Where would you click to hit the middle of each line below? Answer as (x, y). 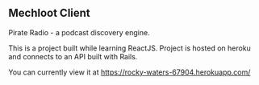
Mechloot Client (49, 13)
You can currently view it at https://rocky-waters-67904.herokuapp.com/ (129, 72)
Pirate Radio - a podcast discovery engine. (79, 32)
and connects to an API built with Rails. (73, 56)
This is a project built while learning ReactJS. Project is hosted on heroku (130, 48)
